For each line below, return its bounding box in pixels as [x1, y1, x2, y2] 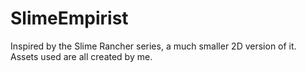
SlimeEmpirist [10, 7, 129, 30]
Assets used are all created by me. [10, 50, 153, 62]
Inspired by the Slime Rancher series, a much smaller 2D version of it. [10, 40, 297, 52]
